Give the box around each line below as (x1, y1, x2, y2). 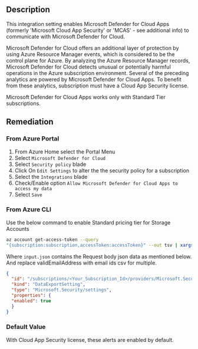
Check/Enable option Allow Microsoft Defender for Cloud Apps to (14, 180, 179, 187)
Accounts (6, 225, 29, 232)
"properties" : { (11, 292, 51, 299)
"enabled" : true (11, 298, 51, 304)
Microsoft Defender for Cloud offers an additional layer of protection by (6, 44, 179, 51)
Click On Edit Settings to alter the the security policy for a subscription (14, 167, 190, 174)
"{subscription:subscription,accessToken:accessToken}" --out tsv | (6, 242, 178, 248)
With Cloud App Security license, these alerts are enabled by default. (6, 336, 174, 343)
